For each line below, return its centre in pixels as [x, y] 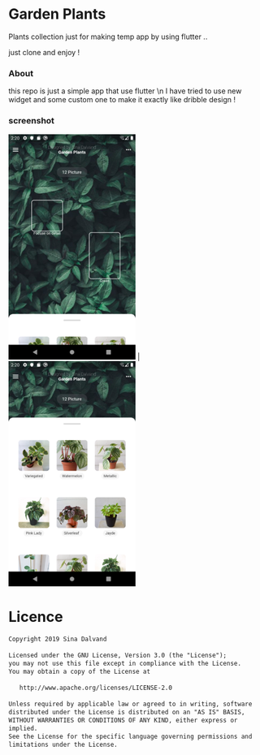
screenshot [32, 121]
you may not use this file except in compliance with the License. [125, 664]
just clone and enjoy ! [44, 52]
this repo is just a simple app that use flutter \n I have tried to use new [125, 91]
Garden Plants [57, 14]
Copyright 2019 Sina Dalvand [58, 639]
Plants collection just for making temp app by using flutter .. [108, 37]
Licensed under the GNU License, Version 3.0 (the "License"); [118, 656]
